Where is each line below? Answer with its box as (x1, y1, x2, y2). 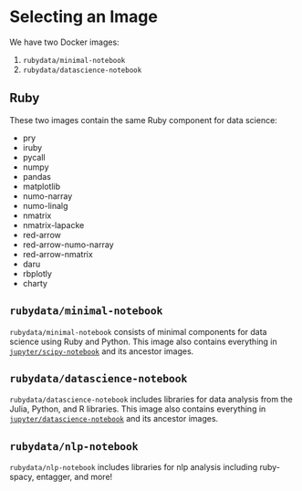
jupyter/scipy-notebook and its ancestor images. (9, 345, 194, 357)
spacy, (9, 472, 35, 483)
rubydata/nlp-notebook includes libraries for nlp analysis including (9, 462, 258, 473)
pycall (22, 151, 46, 162)
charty (22, 277, 48, 288)
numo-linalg (22, 200, 68, 211)
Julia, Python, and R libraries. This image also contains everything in (9, 403, 266, 414)
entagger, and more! (36, 472, 113, 483)
